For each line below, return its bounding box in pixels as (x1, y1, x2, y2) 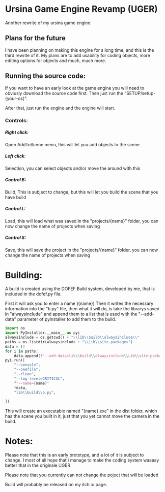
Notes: (5, 436, 33, 447)
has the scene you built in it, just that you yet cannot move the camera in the (5, 413, 160, 419)
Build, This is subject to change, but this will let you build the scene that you (5, 189, 159, 195)
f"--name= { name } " (14, 381, 50, 386)
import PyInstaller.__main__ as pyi (5, 330, 80, 335)
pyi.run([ (5, 358, 26, 363)
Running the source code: (5, 72, 86, 80)
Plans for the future (5, 34, 66, 42)
